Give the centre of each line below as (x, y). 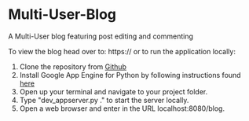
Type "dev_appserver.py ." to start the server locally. (104, 100)
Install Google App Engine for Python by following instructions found (130, 75)
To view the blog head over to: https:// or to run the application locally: (122, 51)
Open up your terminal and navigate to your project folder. (114, 91)
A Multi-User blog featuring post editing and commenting (101, 36)
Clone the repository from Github (73, 66)
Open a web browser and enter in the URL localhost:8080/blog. (122, 108)
